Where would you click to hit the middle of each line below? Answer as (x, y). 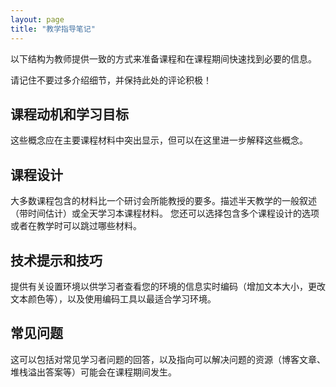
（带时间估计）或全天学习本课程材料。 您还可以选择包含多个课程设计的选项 (165, 213)
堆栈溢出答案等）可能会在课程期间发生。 (93, 372)
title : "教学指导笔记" (53, 29)
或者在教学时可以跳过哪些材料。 (76, 226)
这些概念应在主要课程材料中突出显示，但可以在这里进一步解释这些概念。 (159, 140)
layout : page (37, 19)
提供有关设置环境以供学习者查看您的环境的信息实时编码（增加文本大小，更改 (168, 286)
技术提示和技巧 (56, 260)
